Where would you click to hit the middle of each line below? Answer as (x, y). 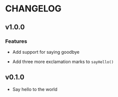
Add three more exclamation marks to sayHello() (63, 61)
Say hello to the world (35, 89)
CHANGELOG (33, 9)
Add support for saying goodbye (46, 52)
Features (16, 41)
